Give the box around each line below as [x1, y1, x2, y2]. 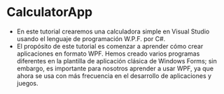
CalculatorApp [6, 4, 92, 20]
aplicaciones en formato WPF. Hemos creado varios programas [16, 49, 200, 58]
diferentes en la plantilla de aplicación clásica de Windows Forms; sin [16, 56, 218, 65]
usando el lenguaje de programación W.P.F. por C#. [16, 34, 166, 42]
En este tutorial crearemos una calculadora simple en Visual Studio [16, 27, 210, 36]
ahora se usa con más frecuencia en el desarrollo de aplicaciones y [16, 71, 211, 80]
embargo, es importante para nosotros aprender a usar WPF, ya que [16, 64, 214, 72]
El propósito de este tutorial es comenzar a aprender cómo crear [16, 42, 204, 50]
